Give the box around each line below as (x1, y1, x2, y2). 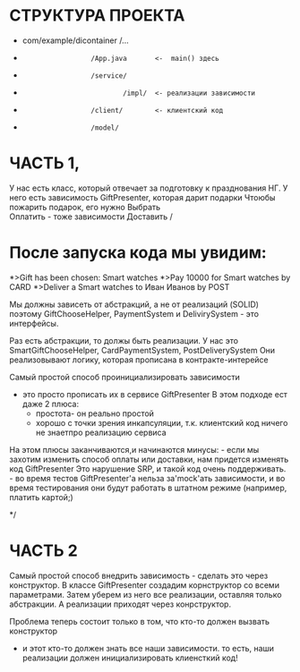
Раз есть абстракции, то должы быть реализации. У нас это (9, 335, 239, 345)
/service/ (90, 71, 127, 81)
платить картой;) (9, 491, 73, 502)
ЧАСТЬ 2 (9, 540, 78, 560)
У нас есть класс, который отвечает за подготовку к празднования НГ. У (9, 183, 288, 193)
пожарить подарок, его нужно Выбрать (9, 201, 161, 212)
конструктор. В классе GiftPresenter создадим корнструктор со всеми (9, 579, 280, 591)
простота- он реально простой (35, 408, 155, 419)
